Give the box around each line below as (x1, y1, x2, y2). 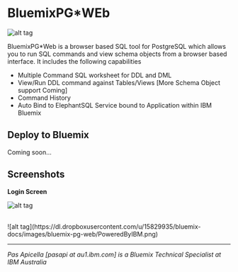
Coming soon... (7, 147, 52, 157)
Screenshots (7, 169, 65, 181)
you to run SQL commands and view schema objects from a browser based (7, 50, 227, 58)
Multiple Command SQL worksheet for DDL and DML (17, 71, 172, 79)
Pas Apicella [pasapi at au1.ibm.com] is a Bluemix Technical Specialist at (7, 250, 222, 259)
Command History (17, 93, 71, 102)
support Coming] (17, 86, 68, 94)
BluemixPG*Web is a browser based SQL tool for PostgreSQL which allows (7, 42, 227, 50)
